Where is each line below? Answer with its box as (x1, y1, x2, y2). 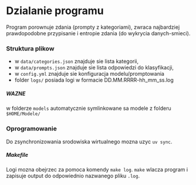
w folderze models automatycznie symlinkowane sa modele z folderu (6, 105, 171, 112)
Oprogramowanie (6, 125, 57, 133)
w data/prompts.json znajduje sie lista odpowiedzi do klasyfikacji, (14, 64, 174, 71)
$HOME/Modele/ (6, 111, 41, 117)
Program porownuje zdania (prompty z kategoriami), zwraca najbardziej (6, 23, 180, 31)
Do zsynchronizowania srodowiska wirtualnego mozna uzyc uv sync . (6, 138, 173, 145)
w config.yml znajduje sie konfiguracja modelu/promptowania (14, 70, 164, 78)
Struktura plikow (6, 44, 55, 52)
